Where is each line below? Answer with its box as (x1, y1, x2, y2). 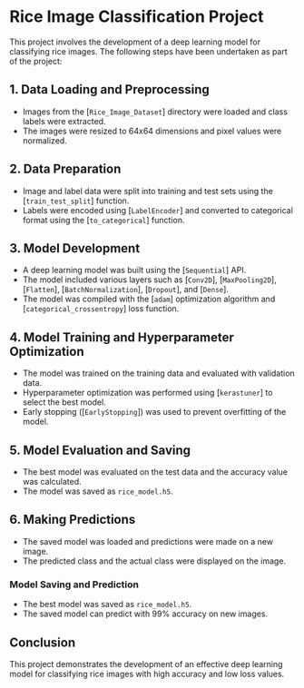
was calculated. (22, 477, 82, 487)
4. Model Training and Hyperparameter (9, 329, 234, 345)
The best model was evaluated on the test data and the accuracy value (22, 467, 289, 477)
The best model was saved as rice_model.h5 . (22, 599, 192, 610)
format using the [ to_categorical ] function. (22, 214, 185, 225)
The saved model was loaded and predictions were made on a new (22, 536, 274, 546)
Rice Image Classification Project (9, 6, 265, 27)
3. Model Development (9, 241, 141, 256)
